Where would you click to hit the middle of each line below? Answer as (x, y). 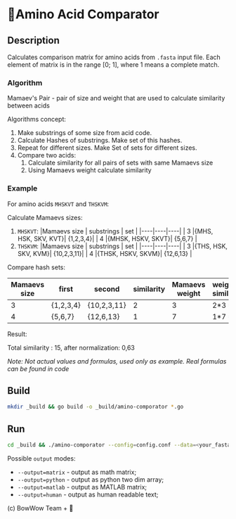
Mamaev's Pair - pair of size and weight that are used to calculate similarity (116, 98)
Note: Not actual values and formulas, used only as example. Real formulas (117, 361)
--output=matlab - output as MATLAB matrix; (82, 487)
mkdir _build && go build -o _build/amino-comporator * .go (96, 407)
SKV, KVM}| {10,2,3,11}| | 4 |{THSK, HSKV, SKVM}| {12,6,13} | (105, 253)
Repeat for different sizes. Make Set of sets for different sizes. (107, 148)
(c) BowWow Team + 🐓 (40, 508)
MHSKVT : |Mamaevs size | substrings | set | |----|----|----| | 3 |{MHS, (115, 231)
